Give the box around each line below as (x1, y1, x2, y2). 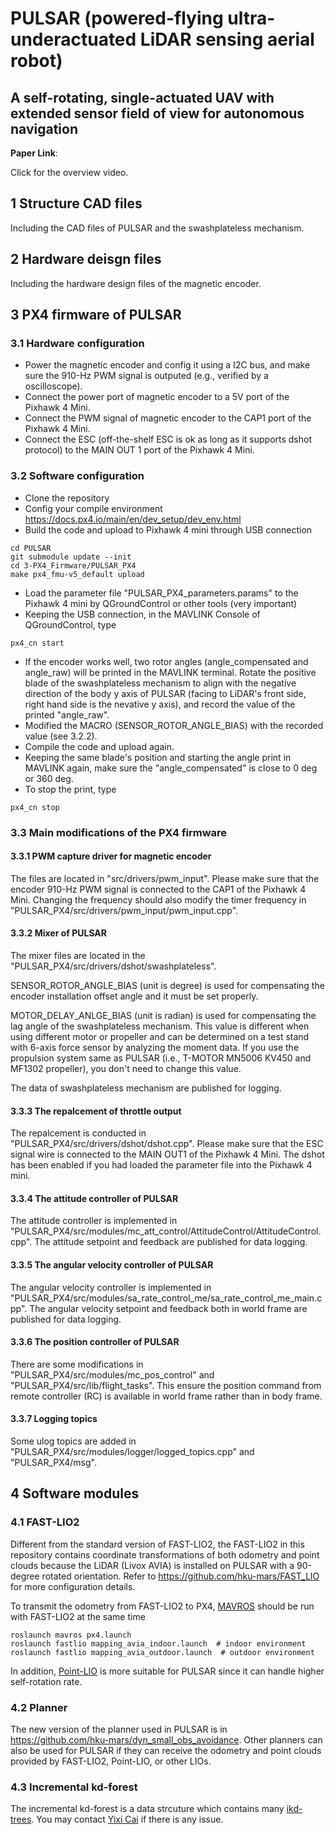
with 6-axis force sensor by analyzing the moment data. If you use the (10, 1041, 300, 1053)
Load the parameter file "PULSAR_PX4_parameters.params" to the (24, 587, 299, 599)
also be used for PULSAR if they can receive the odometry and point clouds (10, 1744, 322, 1756)
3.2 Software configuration (10, 469, 145, 483)
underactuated (10, 28, 137, 51)
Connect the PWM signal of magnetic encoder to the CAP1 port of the (24, 412, 312, 424)
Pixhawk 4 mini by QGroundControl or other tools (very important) (24, 597, 298, 609)
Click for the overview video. (10, 167, 129, 178)
